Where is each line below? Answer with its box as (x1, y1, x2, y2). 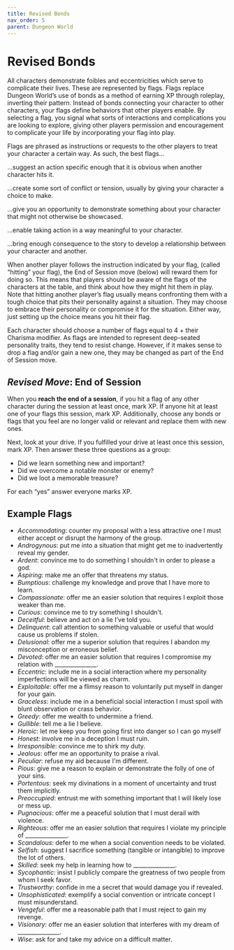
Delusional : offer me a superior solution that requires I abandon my (17, 637, 210, 646)
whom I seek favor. (17, 875, 73, 884)
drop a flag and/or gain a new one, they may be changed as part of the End (7, 348, 224, 357)
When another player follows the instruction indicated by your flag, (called (7, 260, 221, 269)
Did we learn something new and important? (17, 459, 145, 467)
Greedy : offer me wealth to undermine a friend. (17, 711, 154, 721)
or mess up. (17, 801, 52, 809)
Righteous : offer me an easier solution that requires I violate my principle (17, 823, 226, 832)
